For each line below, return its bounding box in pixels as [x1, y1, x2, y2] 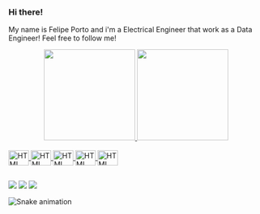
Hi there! [8, 6, 44, 18]
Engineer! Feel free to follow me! [8, 33, 117, 43]
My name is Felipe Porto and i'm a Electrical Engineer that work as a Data [8, 25, 253, 35]
